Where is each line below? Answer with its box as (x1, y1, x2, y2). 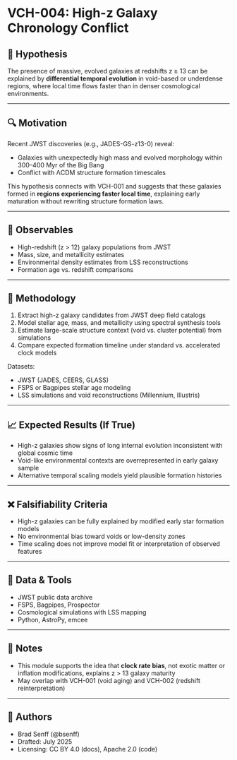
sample (17, 464, 39, 473)
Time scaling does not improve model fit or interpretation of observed (17, 540, 221, 548)
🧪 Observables (7, 224, 74, 236)
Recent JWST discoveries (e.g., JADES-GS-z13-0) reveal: (7, 139, 175, 148)
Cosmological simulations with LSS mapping (17, 607, 147, 616)
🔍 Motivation (7, 117, 67, 129)
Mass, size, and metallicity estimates (17, 250, 125, 259)
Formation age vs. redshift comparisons (17, 265, 134, 273)
